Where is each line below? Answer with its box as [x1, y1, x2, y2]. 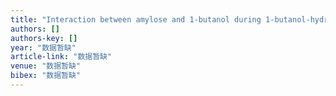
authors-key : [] [10, 33, 78, 43]
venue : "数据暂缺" [10, 61, 82, 71]
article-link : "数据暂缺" [10, 52, 113, 62]
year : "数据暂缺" [10, 42, 77, 53]
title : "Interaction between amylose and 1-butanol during [10, 14, 262, 25]
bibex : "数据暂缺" [10, 71, 82, 81]
